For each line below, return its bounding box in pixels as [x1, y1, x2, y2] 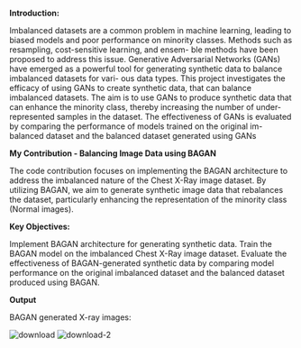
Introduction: [9, 8, 60, 18]
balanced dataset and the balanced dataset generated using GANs [9, 131, 257, 141]
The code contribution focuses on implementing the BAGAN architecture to [9, 166, 288, 176]
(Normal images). [9, 204, 74, 215]
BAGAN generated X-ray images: [9, 312, 132, 323]
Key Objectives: [9, 221, 70, 232]
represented [9, 112, 55, 122]
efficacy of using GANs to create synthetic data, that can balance [9, 83, 252, 93]
